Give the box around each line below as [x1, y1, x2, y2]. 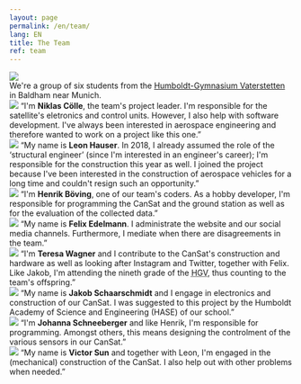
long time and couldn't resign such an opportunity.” [9, 178, 199, 189]
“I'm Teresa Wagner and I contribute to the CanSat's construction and [20, 248, 280, 259]
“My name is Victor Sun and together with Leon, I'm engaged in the [20, 347, 271, 358]
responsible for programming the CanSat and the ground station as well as [9, 199, 285, 210]
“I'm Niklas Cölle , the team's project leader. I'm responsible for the [20, 101, 268, 112]
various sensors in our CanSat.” [9, 336, 127, 347]
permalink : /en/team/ [9, 22, 91, 31]
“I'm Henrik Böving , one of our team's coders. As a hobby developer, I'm [20, 189, 290, 200]
